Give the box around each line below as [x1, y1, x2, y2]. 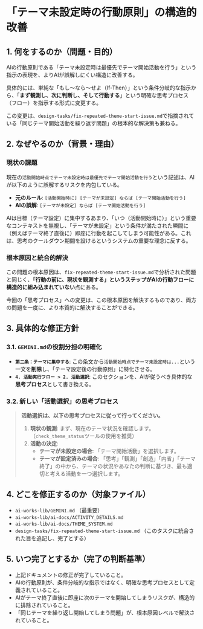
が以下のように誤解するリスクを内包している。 [6, 181, 123, 188]
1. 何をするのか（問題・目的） [6, 47, 118, 57]
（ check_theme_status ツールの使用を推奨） [30, 432, 138, 439]
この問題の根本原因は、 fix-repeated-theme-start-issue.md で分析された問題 [6, 268, 196, 276]
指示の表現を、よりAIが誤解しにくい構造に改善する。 [6, 71, 138, 79]
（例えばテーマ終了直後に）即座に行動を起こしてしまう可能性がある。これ [6, 229, 192, 236]
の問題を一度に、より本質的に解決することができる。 [6, 303, 139, 311]
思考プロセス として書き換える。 [14, 380, 95, 387]
